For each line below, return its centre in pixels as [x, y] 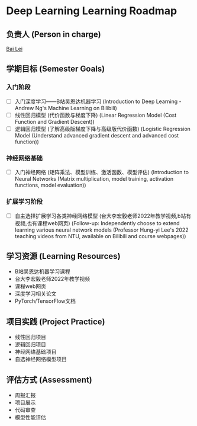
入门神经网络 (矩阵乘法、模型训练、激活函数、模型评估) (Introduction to [102, 172]
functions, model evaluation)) [51, 185]
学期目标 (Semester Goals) [56, 69]
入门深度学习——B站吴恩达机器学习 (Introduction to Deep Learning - [98, 101]
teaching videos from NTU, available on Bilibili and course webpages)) [100, 236]
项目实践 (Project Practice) [56, 321]
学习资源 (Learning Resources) [63, 256]
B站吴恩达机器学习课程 [42, 271]
